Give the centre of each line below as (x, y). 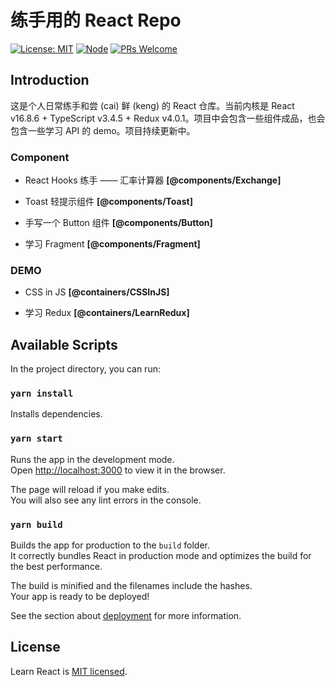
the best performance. (56, 567)
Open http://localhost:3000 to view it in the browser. (118, 470)
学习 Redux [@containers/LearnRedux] (107, 313)
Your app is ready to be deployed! (80, 597)
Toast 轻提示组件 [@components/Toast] (108, 202)
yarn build (36, 524)
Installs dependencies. (56, 414)
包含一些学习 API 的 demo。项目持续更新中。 (103, 130)
